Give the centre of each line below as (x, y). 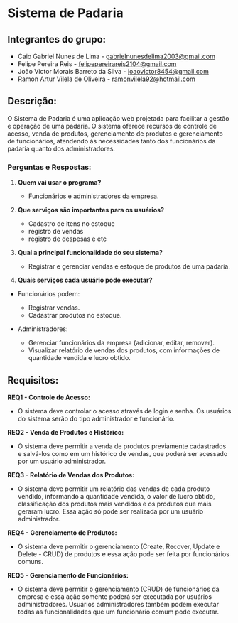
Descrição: (32, 101)
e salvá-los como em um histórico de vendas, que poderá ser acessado (123, 453)
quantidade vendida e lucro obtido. (80, 358)
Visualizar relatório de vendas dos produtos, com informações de (124, 350)
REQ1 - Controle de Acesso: (49, 397)
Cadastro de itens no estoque (71, 224)
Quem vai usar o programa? (59, 183)
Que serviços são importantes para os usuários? (91, 210)
